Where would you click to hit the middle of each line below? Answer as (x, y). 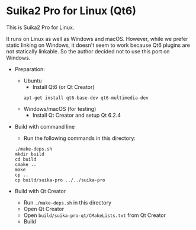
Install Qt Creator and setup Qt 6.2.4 (77, 115)
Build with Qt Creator (40, 191)
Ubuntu (33, 81)
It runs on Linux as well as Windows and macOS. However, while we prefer (97, 39)
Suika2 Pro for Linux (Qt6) (71, 11)
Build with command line (45, 126)
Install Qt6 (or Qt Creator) (63, 87)
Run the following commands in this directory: (80, 138)
